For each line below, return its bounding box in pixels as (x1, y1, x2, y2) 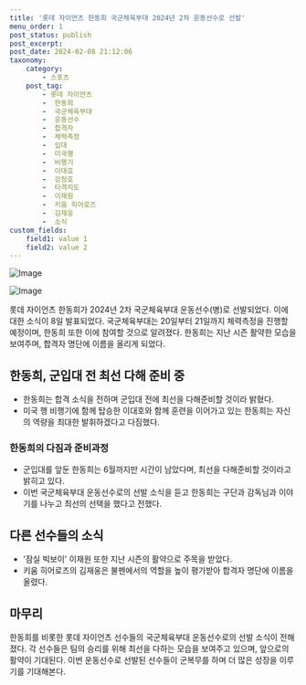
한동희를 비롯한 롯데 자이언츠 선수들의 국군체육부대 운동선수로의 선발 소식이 (9, 631, 279, 642)
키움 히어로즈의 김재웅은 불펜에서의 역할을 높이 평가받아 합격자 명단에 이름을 (22, 565, 294, 576)
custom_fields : (9, 226, 68, 235)
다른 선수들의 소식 (9, 527, 104, 543)
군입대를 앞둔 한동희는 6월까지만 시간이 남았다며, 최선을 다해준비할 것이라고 (22, 464, 292, 475)
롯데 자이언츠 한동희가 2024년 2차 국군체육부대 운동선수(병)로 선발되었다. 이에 (9, 304, 290, 315)
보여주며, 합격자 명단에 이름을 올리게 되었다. (9, 339, 166, 350)
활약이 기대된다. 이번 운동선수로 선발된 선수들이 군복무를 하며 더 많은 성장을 (9, 654, 278, 665)
